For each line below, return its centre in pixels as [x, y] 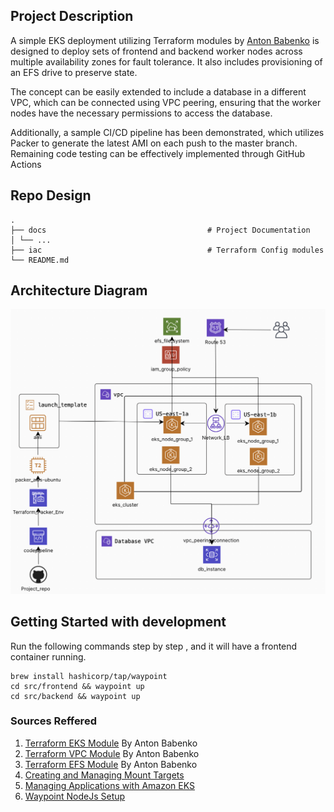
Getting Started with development [118, 622]
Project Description [72, 16]
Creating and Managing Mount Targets [104, 775]
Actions [26, 164]
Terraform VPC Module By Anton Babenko [112, 753]
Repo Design [51, 195]
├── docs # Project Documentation [160, 230]
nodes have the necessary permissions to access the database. [141, 113]
